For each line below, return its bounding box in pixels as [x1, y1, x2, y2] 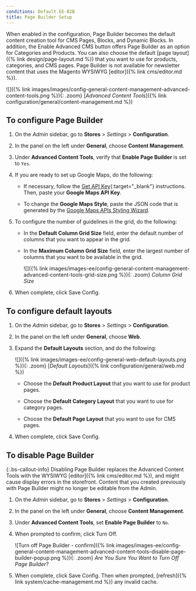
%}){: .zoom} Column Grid [118, 271, 182, 278]
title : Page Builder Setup [6, 14, 72, 20]
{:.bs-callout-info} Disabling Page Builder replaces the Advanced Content [6, 465, 184, 472]
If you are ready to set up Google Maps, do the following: [14, 172, 153, 179]
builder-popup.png [14, 554, 61, 561]
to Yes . [14, 160, 31, 167]
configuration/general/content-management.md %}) [6, 98, 133, 105]
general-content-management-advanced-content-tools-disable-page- [14, 548, 187, 555]
